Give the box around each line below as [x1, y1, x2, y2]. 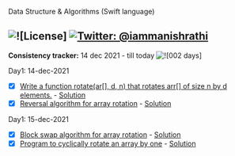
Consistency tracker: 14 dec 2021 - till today [8, 51, 155, 60]
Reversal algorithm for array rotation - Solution [19, 98, 172, 108]
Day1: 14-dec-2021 [8, 66, 70, 75]
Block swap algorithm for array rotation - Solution [19, 130, 181, 139]
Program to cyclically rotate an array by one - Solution [19, 139, 196, 148]
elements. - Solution [19, 90, 86, 100]
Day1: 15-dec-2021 [8, 114, 70, 124]
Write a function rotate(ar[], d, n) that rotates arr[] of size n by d [19, 81, 228, 90]
